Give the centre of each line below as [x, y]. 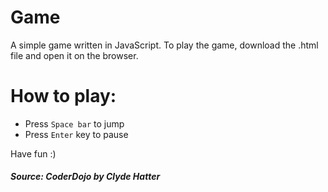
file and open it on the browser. [74, 55]
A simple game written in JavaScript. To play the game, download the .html [164, 45]
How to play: [63, 96]
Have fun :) [33, 153]
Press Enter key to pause [76, 134]
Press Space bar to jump [74, 123]
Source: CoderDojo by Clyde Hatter [85, 177]
